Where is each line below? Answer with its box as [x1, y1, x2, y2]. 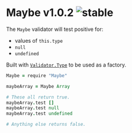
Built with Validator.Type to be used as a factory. [6, 61, 126, 68]
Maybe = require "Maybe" [6, 72, 67, 78]
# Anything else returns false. [6, 122, 86, 128]
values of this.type [14, 37, 63, 44]
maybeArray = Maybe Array [6, 83, 70, 89]
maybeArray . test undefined [6, 110, 73, 117]
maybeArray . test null [6, 105, 60, 111]
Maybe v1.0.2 [6, 6, 74, 20]
